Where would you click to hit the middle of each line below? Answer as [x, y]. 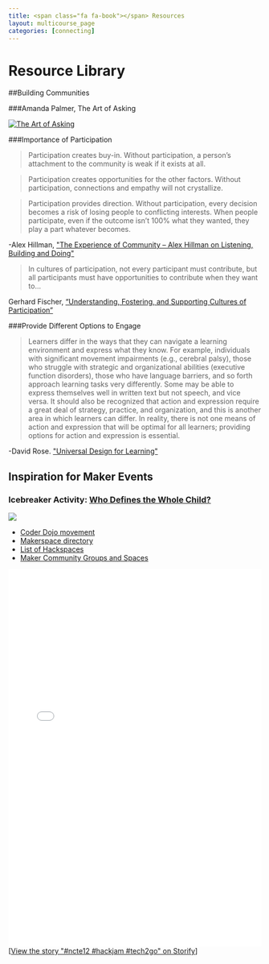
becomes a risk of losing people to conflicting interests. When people [143, 212]
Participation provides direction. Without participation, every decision [143, 204]
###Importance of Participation [60, 140]
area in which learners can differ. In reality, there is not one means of [142, 419]
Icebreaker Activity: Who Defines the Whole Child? [110, 499]
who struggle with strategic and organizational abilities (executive [137, 367]
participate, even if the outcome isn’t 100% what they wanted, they [139, 221]
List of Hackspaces [52, 549]
